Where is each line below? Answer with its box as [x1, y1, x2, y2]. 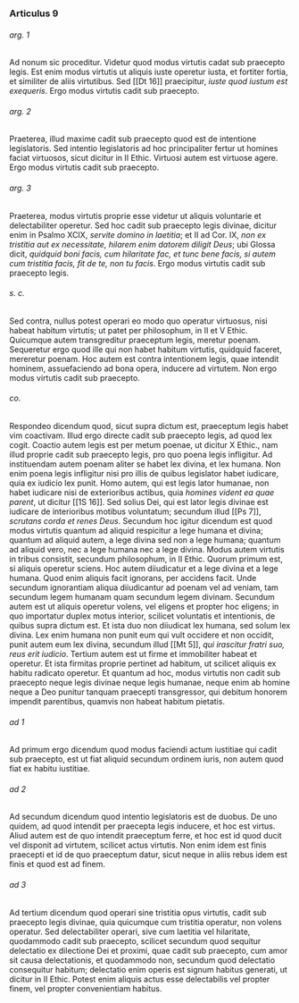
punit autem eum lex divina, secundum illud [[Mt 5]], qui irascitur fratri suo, [9, 638, 286, 650]
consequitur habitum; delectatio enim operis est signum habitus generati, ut [9, 964, 287, 974]
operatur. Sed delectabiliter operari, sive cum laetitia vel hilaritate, [9, 926, 251, 937]
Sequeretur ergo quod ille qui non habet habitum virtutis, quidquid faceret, [9, 343, 283, 355]
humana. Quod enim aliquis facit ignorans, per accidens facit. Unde [9, 572, 257, 583]
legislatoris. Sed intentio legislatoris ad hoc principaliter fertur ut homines [9, 143, 278, 154]
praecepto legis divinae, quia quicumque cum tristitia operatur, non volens [9, 916, 283, 927]
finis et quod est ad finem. [9, 859, 105, 870]
